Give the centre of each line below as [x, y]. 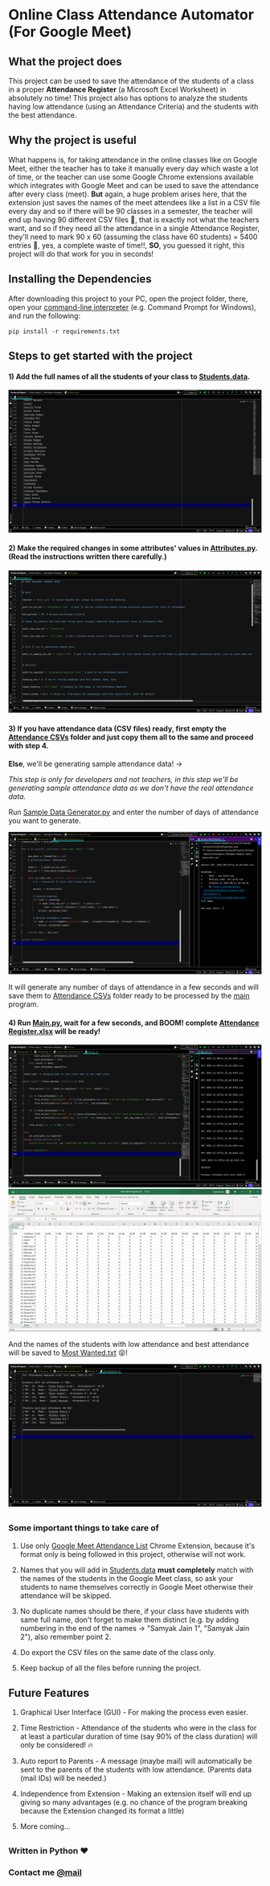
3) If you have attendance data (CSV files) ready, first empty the [117, 729]
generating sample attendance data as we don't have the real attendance [131, 788]
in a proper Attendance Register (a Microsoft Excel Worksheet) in [117, 89]
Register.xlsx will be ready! [55, 1031]
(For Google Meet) [70, 32]
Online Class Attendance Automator [131, 15]
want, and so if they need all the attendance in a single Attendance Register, [134, 228]
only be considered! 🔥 [57, 1745]
